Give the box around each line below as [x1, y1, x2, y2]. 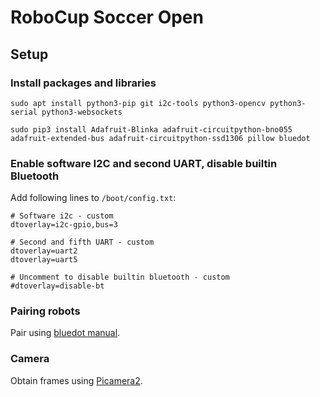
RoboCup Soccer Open [10, 6, 204, 29]
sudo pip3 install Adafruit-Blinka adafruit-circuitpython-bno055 [10, 124, 293, 135]
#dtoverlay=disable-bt [10, 281, 105, 291]
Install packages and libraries [10, 76, 157, 90]
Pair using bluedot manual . [10, 327, 121, 339]
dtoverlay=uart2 [10, 246, 78, 256]
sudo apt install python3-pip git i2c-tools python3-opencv [10, 98, 267, 108]
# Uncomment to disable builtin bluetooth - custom [10, 272, 230, 283]
